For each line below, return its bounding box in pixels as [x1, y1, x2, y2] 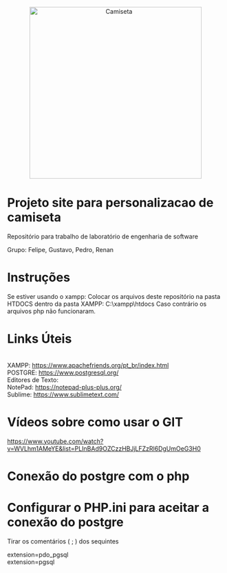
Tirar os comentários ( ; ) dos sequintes [7, 537, 119, 546]
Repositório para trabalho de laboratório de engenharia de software [7, 232, 198, 240]
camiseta [7, 210, 62, 225]
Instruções [7, 270, 71, 285]
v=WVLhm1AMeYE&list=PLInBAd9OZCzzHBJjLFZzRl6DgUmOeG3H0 [7, 444, 201, 453]
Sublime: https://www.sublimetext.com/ [7, 390, 119, 398]
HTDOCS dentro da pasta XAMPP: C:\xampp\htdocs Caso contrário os [7, 300, 207, 308]
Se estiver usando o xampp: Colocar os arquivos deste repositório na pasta [7, 292, 221, 300]
